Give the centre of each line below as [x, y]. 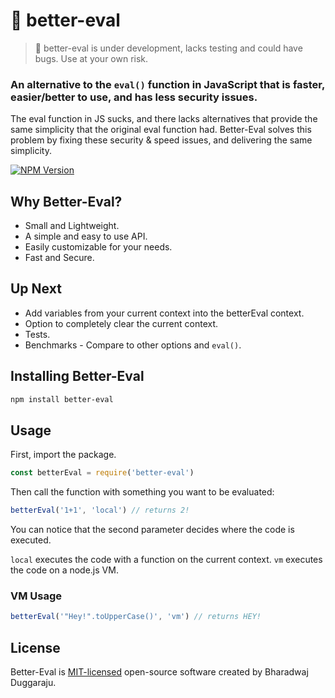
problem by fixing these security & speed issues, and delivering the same [161, 140]
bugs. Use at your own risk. [91, 58]
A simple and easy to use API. [86, 236]
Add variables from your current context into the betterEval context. [164, 313]
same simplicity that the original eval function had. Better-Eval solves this [161, 130]
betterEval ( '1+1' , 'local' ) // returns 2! [100, 510]
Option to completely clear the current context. [121, 323]
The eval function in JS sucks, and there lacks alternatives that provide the [164, 119]
